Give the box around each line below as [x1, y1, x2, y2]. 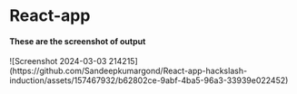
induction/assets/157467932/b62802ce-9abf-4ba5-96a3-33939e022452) [9, 75, 289, 86]
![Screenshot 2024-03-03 [9, 56, 107, 67]
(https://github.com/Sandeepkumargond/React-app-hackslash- [9, 65, 248, 77]
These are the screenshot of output [9, 35, 146, 46]
